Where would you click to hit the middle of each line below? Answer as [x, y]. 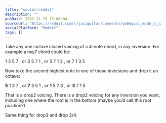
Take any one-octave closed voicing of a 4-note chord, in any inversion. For [82, 46]
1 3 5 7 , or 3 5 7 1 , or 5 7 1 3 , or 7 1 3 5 [45, 61]
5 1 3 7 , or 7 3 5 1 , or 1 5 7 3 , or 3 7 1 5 [45, 86]
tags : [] [14, 32]
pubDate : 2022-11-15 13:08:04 [36, 19]
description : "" [22, 14]
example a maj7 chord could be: [38, 52]
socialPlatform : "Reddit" [32, 28]
